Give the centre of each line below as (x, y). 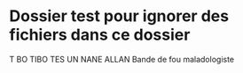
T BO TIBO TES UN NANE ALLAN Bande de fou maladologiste (122, 59)
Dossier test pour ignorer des (119, 16)
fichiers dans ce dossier (100, 35)
